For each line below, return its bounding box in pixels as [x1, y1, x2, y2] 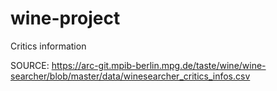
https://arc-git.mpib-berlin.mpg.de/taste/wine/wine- [51, 59, 267, 71]
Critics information [10, 40, 87, 52]
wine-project [10, 7, 121, 30]
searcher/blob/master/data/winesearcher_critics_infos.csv [10, 70, 251, 82]
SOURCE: [10, 59, 50, 71]
